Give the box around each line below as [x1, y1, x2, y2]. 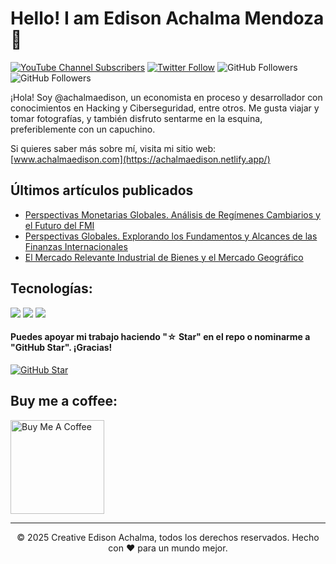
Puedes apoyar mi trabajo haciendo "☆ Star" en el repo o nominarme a [10, 331, 311, 343]
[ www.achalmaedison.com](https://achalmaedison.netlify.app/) [10, 153, 271, 165]
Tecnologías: [10, 280, 93, 297]
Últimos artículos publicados [10, 182, 194, 199]
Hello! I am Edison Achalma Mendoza [10, 7, 325, 30]
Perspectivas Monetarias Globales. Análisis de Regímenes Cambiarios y [24, 208, 321, 221]
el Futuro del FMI [24, 219, 95, 231]
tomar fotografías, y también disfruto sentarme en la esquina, [10, 112, 263, 124]
